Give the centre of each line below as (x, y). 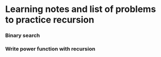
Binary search (23, 35)
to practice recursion (50, 20)
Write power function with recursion (50, 49)
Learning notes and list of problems (81, 9)
